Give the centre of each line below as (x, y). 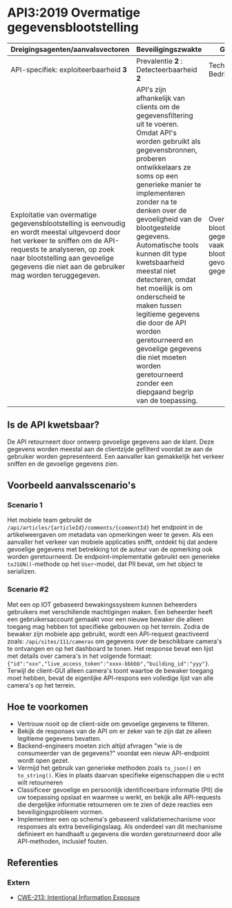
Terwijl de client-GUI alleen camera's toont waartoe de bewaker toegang (110, 670)
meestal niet (156, 271)
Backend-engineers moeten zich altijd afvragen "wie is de (100, 746)
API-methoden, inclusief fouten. (62, 841)
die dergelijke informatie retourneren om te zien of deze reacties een (115, 804)
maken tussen (159, 305)
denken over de (162, 210)
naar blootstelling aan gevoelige (62, 258)
